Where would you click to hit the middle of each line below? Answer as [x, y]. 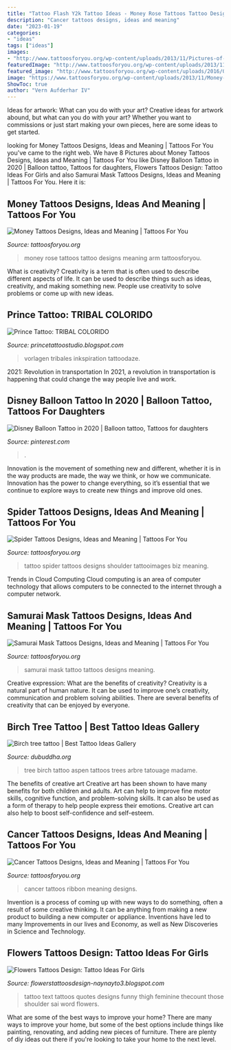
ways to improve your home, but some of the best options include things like [115, 1024]
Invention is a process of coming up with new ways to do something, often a [115, 902]
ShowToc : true [27, 84]
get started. [23, 132]
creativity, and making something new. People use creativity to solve [104, 286]
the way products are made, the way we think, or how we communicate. [109, 475]
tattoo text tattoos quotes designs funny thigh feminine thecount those [124, 996]
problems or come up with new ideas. [60, 293]
